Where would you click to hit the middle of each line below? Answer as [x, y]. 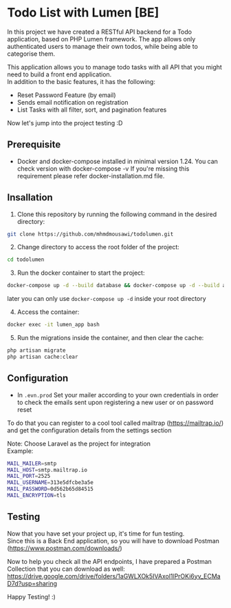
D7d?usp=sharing [32, 583]
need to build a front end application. [59, 74]
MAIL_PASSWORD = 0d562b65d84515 [51, 489]
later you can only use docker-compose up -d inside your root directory [107, 299]
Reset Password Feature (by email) [66, 95]
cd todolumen [26, 260]
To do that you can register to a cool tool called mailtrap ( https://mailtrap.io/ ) [115, 423]
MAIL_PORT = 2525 [29, 476]
